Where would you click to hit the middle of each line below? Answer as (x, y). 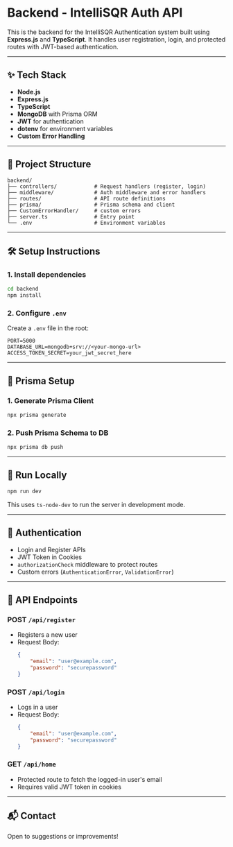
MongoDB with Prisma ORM (58, 114)
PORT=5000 (21, 341)
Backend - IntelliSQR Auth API (95, 13)
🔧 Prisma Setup (41, 380)
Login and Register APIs (51, 549)
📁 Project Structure (49, 164)
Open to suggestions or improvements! (63, 836)
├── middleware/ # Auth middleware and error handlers (107, 192)
